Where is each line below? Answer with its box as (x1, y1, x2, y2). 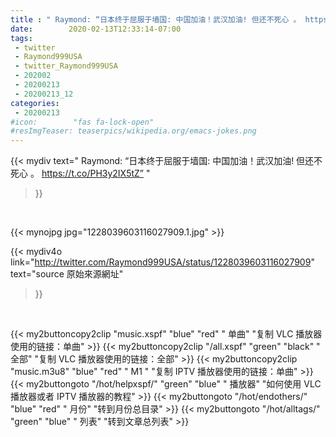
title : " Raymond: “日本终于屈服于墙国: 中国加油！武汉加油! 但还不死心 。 (10, 14, 302, 25)
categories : (10, 98, 60, 108)
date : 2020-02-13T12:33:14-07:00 (10, 24, 182, 34)
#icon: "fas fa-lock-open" (10, 117, 155, 127)
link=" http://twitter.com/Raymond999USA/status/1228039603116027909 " (10, 256, 315, 268)
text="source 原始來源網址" (10, 268, 124, 280)
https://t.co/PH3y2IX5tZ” (41, 167, 145, 180)
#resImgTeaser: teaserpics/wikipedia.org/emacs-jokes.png (10, 126, 257, 136)
